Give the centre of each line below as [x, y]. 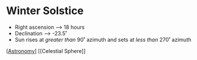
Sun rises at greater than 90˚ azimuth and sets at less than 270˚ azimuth [103, 39]
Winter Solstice [45, 11]
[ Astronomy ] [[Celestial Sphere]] [46, 51]
